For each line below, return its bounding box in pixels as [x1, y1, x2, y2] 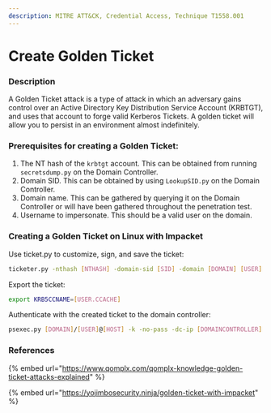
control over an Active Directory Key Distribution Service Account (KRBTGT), [8, 103, 264, 113]
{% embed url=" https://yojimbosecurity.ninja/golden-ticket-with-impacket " [8, 387, 259, 398]
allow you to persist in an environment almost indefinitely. [8, 120, 200, 130]
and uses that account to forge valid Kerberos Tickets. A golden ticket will [8, 111, 255, 122]
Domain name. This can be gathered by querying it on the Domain [19, 193, 240, 203]
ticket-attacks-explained [8, 372, 91, 381]
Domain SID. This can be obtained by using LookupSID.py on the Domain [19, 176, 260, 186]
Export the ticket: [8, 279, 66, 289]
